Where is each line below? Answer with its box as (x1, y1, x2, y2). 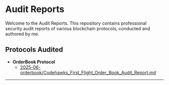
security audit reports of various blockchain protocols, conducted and (5, 25, 150, 31)
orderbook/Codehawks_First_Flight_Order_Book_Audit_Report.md (20, 69, 156, 75)
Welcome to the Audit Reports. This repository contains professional (5, 20, 147, 26)
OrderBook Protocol (12, 59, 55, 65)
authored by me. (5, 31, 39, 37)
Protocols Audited (5, 45, 63, 54)
